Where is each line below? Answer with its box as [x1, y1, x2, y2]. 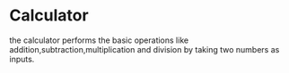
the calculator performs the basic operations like [9, 35, 189, 45]
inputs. [9, 53, 35, 64]
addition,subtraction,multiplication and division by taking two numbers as [9, 44, 280, 54]
